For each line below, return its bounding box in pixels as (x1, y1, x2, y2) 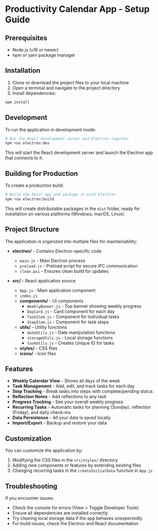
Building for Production (5, 169, 78, 178)
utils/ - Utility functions (19, 324, 68, 330)
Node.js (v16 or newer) (12, 47, 59, 53)
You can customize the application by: (5, 447, 83, 454)
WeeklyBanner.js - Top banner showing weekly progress (27, 303, 142, 309)
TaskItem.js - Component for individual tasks (27, 314, 119, 319)
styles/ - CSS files (19, 345, 58, 351)
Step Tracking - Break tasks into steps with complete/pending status (12, 388, 153, 394)
